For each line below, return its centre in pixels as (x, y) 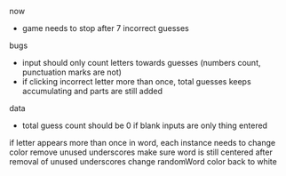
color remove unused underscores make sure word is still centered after (141, 152)
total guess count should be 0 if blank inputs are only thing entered (145, 125)
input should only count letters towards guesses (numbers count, (141, 63)
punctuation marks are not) (72, 72)
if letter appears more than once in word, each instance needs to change (143, 143)
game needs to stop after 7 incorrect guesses (105, 28)
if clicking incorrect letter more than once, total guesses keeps (136, 81)
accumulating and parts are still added (92, 91)
